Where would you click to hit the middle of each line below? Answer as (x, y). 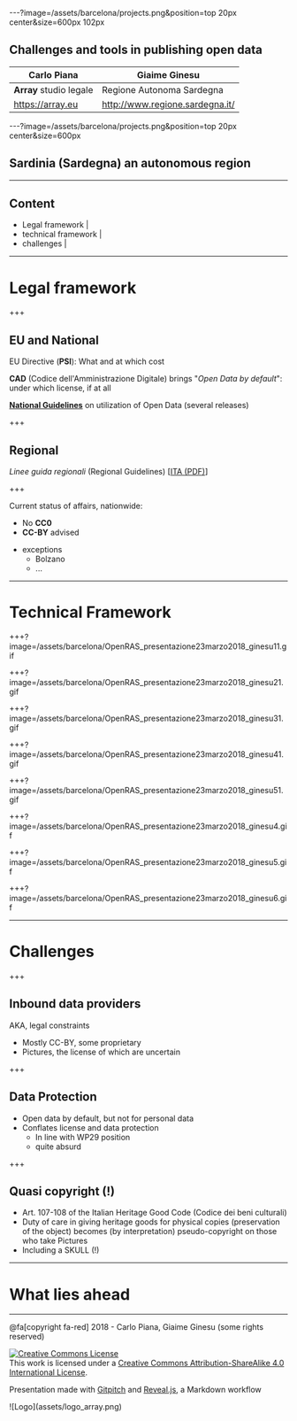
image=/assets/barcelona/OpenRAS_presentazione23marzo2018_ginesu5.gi (148, 861)
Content (32, 204)
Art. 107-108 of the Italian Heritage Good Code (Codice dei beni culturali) (154, 1213)
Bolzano (50, 559)
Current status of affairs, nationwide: (76, 506)
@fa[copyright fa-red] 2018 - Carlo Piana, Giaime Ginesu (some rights (136, 1327)
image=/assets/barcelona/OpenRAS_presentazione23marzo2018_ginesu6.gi (148, 898)
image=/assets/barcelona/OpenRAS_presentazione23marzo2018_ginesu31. (147, 718)
